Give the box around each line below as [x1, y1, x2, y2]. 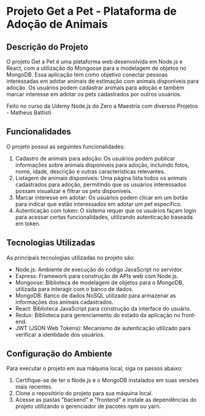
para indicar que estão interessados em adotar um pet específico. [15, 200, 182, 208]
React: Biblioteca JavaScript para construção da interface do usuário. [15, 304, 191, 312]
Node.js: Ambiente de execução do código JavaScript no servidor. [15, 265, 184, 273]
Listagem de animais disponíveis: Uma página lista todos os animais [15, 174, 187, 181]
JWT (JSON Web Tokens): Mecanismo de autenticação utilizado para [15, 324, 191, 331]
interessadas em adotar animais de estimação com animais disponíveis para [6, 78, 199, 85]
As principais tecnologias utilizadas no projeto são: [6, 254, 135, 261]
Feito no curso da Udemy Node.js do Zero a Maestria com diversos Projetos [6, 102, 198, 110]
